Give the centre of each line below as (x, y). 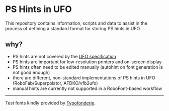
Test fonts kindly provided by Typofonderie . (50, 103)
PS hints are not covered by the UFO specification (64, 56)
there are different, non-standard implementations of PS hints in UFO (84, 78)
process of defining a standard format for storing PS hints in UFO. (73, 28)
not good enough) (31, 72)
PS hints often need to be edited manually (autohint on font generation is (88, 67)
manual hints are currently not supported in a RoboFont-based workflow (87, 88)
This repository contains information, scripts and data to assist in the (76, 23)
